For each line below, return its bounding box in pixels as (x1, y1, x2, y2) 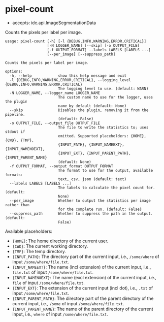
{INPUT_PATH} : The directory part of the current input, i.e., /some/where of (12, 254, 160, 259)
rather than (5, 202, 30, 207)
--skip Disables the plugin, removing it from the (9, 107, 149, 113)
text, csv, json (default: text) (58, 176, 127, 182)
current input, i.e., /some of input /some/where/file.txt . (12, 300, 124, 306)
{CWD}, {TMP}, (5, 138, 34, 143)
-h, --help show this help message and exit (9, 73, 127, 78)
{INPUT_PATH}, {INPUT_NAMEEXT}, (58, 142, 125, 147)
